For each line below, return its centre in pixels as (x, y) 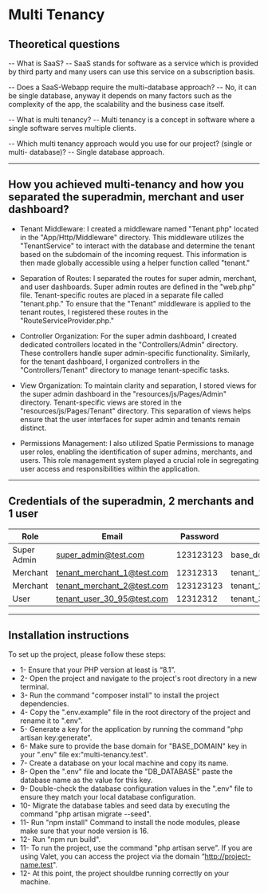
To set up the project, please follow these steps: (87, 654)
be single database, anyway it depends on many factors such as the (120, 96)
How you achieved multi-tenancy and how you (126, 185)
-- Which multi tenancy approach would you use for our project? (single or (130, 144)
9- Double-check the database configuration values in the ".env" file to (136, 788)
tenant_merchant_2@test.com (112, 586)
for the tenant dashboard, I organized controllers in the (110, 362)
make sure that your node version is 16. (84, 831)
